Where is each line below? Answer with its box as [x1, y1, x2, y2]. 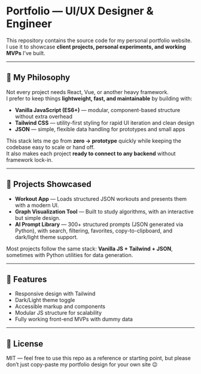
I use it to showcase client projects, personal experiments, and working [6, 43, 187, 50]
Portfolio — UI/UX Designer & [6, 4, 154, 18]
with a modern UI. [14, 201, 59, 209]
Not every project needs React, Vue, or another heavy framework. [6, 88, 169, 95]
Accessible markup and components [14, 303, 106, 310]
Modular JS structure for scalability [14, 309, 102, 316]
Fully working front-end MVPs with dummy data [14, 316, 133, 323]
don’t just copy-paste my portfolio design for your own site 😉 [6, 361, 158, 368]
